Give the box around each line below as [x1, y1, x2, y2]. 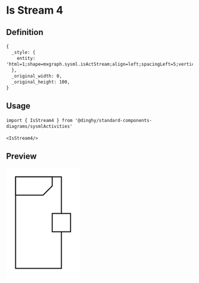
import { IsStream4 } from [6, 117, 73, 123]
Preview [6, 152, 37, 162]
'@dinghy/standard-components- [75, 117, 152, 123]
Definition [6, 27, 43, 37]
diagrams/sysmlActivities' [6, 123, 73, 129]
